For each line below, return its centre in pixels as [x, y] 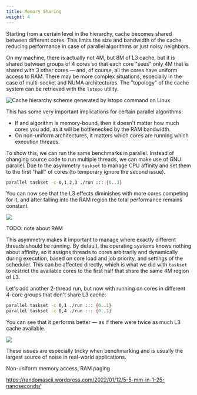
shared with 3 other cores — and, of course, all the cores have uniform [92, 70]
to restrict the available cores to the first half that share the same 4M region [98, 271]
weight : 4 [18, 17]
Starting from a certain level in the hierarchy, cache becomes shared [89, 33]
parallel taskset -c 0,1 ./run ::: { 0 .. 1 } [59, 306]
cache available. [26, 329]
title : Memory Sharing [34, 11]
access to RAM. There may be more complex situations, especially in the [94, 76]
